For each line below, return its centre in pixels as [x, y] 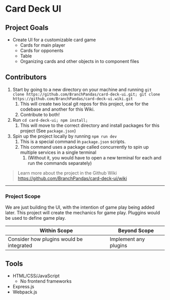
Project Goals [27, 28]
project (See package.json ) [48, 130]
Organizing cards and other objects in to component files [79, 61]
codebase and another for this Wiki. [57, 109]
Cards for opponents [42, 51]
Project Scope [23, 196]
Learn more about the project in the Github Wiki [67, 173]
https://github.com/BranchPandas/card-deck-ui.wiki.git [73, 99]
